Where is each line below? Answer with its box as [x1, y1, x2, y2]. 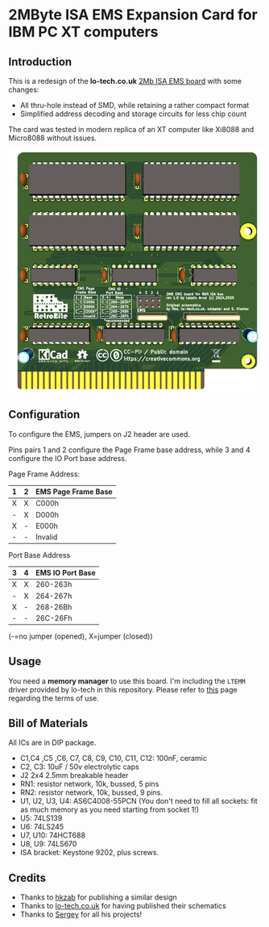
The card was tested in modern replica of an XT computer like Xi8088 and [8, 125, 255, 134]
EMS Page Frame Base [35, 487, 113, 497]
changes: [8, 85, 39, 94]
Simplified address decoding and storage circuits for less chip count [19, 109, 247, 118]
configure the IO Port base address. [8, 453, 127, 463]
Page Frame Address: [8, 469, 81, 479]
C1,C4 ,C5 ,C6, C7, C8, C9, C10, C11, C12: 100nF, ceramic [19, 754, 208, 763]
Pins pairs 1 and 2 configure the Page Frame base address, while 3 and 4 [8, 445, 251, 455]
